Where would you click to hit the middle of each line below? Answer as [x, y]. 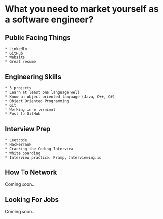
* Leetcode [16, 140]
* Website [15, 57]
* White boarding [23, 153]
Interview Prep [28, 129]
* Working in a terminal [30, 109]
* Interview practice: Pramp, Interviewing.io [53, 157]
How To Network [31, 173]
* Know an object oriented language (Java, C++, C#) [60, 97]
